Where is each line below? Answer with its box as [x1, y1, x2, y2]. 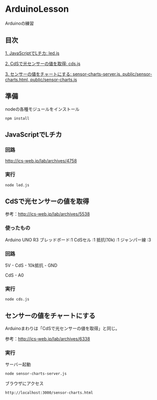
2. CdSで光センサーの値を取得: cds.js [5, 61, 81, 66]
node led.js [5, 183, 29, 187]
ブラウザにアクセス [5, 380, 44, 387]
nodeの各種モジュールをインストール [5, 106, 80, 112]
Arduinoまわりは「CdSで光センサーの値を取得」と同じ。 [5, 326, 120, 332]
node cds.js [5, 297, 29, 302]
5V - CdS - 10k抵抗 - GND [5, 262, 57, 268]
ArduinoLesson [5, 3, 69, 15]
